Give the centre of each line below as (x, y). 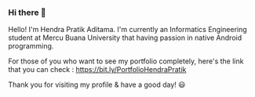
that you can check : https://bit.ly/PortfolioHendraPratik (97, 70)
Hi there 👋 (27, 13)
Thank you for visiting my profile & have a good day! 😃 (97, 84)
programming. (31, 46)
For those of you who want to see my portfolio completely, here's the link (126, 61)
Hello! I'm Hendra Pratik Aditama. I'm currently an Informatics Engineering (127, 30)
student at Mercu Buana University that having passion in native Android (125, 38)
